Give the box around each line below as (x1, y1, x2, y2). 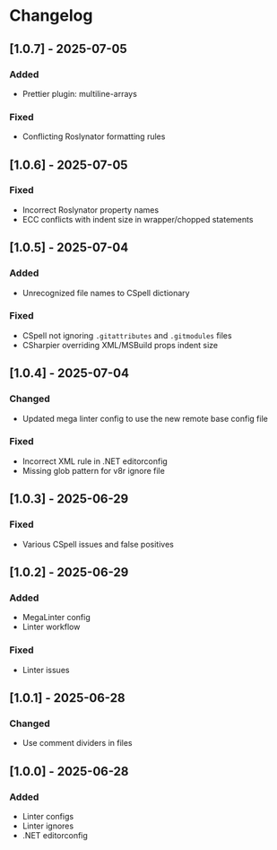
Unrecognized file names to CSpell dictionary (22, 287, 190, 298)
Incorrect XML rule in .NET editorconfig (22, 455, 168, 467)
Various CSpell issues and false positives (22, 539, 175, 549)
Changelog (9, 5, 93, 26)
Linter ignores (22, 820, 74, 831)
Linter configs (22, 811, 74, 821)
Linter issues (22, 664, 70, 675)
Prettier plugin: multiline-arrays (22, 88, 137, 99)
